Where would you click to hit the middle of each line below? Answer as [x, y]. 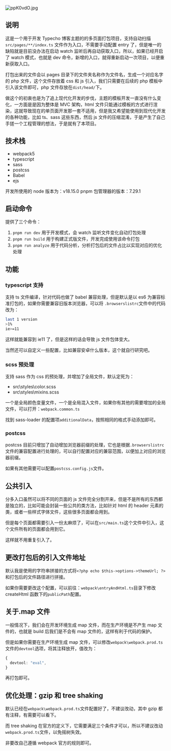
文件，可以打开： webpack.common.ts [42, 409]
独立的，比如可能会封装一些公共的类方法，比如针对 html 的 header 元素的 [87, 505]
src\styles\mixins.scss [36, 392]
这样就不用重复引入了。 [30, 540]
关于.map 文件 [28, 612]
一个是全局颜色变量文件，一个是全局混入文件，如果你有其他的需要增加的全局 [85, 403]
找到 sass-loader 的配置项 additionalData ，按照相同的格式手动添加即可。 [82, 420]
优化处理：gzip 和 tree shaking [54, 695]
